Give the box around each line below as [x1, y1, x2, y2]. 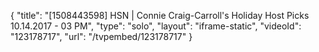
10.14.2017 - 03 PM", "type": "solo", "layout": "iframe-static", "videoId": [10, 20, 302, 32]
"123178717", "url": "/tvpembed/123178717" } [10, 31, 193, 42]
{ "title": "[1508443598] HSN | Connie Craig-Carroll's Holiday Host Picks [10, 10, 310, 21]
